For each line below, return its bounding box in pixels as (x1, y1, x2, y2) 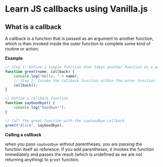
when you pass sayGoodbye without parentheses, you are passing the (5, 141, 142, 147)
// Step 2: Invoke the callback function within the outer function (14, 78, 155, 83)
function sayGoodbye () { (5, 100, 55, 105)
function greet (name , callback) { (5, 69, 75, 74)
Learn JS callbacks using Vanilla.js (5, 3, 148, 15)
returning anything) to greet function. (5, 156, 80, 162)
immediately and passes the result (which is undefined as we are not (5, 151, 142, 157)
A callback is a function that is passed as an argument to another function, (5, 35, 154, 41)
